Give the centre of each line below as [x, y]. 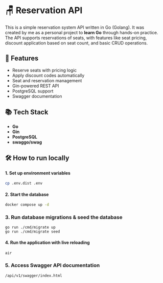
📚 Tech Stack [27, 112]
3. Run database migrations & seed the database [64, 217]
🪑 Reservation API [44, 11]
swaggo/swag [27, 142]
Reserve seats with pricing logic [44, 70]
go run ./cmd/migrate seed [33, 232]
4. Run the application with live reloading [47, 242]
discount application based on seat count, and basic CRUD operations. [76, 43]
